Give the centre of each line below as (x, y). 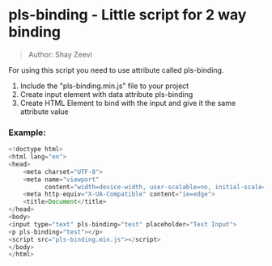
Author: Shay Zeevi (60, 54)
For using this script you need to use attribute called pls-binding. (116, 70)
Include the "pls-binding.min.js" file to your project (104, 86)
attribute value (44, 112)
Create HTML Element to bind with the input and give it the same (128, 103)
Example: (27, 133)
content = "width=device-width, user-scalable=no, (128, 187)
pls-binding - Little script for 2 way (127, 15)
